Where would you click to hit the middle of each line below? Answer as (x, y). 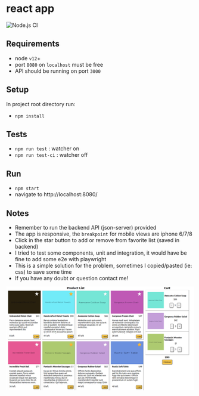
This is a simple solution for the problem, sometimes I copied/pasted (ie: (103, 265)
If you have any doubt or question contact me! (71, 278)
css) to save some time (43, 272)
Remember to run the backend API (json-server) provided (85, 228)
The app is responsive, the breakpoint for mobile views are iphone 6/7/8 (103, 234)
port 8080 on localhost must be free (59, 64)
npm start (27, 189)
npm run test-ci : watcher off (51, 155)
